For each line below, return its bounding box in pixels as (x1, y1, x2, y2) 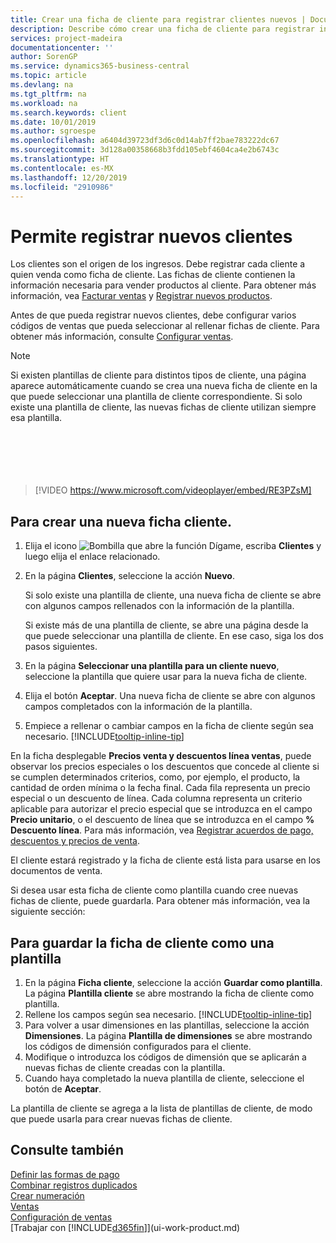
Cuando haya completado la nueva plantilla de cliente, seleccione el (24, 1072, 305, 1084)
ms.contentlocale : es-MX (10, 163, 114, 173)
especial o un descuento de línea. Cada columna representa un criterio (10, 792, 303, 805)
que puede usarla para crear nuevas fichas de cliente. (10, 1112, 233, 1125)
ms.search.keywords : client (10, 107, 128, 118)
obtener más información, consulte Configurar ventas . (10, 331, 234, 343)
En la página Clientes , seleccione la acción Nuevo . (24, 570, 235, 582)
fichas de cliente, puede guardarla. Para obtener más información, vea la (10, 895, 311, 907)
